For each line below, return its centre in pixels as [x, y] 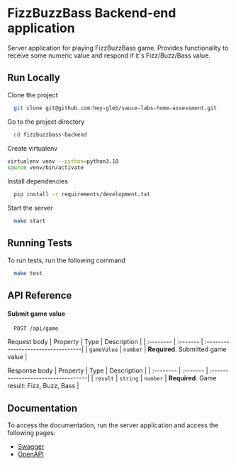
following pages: [32, 433]
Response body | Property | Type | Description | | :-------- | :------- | [108, 370]
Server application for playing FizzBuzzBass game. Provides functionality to [118, 48]
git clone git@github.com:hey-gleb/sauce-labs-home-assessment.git [116, 108]
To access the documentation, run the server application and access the [113, 425]
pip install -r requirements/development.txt [82, 194]
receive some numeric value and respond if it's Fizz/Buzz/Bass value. [109, 55]
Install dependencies [38, 181]
